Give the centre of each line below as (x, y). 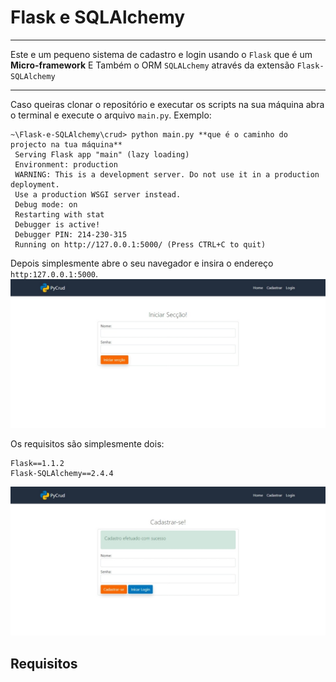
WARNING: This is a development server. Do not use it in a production (167, 174)
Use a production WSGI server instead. (98, 194)
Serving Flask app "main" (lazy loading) (102, 154)
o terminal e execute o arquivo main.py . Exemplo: (111, 115)
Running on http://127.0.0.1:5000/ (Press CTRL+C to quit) (140, 244)
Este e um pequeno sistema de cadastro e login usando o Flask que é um (161, 54)
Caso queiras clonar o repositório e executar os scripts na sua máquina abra (167, 104)
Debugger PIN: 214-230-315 (71, 234)
